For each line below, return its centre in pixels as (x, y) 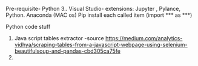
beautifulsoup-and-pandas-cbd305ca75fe (67, 51)
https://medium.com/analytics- (144, 38)
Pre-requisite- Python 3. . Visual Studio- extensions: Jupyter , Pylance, (93, 9)
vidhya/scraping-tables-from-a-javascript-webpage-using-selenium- (101, 45)
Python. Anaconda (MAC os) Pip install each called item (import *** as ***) (99, 15)
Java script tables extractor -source (59, 38)
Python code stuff (28, 27)
